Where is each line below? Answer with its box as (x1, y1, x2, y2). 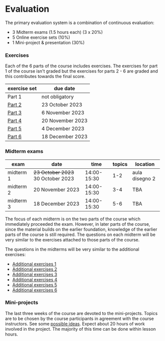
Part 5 (7, 125, 22, 132)
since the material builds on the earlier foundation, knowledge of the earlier (5, 226, 158, 232)
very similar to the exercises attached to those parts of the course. (5, 236, 140, 242)
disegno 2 (132, 175, 156, 182)
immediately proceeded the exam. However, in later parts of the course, (5, 221, 151, 227)
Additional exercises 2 (12, 266, 57, 272)
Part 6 (7, 133, 22, 140)
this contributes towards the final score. (5, 74, 86, 79)
